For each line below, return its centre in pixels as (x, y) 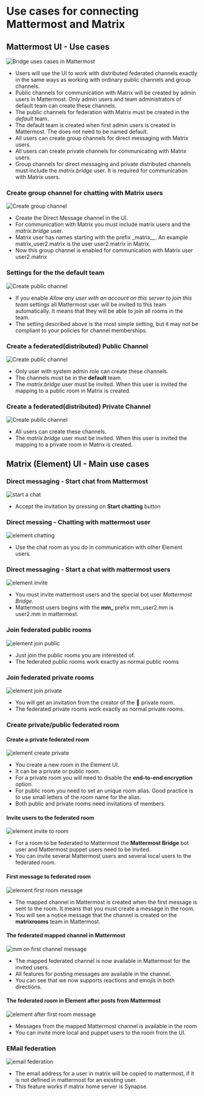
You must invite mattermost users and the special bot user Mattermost (104, 595)
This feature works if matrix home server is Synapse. (81, 1087)
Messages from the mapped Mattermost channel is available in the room (106, 1026)
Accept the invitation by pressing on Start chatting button (88, 506)
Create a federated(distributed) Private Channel (79, 406)
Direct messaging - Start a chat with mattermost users (88, 570)
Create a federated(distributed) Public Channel (77, 346)
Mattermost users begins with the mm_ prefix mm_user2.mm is (94, 608)
